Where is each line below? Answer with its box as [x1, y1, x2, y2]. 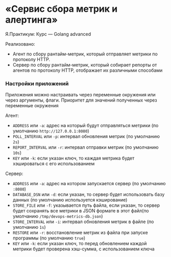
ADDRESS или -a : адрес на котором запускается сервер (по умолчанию [12, 181, 166, 187]
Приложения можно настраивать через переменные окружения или [5, 92, 156, 98]
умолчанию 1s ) [12, 224, 46, 230]
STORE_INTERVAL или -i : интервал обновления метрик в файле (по [12, 219, 154, 225]
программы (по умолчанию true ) [12, 235, 86, 241]
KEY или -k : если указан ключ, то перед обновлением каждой [12, 241, 147, 247]
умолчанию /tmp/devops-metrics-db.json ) [12, 213, 103, 220]
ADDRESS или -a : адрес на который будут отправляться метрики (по [12, 123, 159, 129]
